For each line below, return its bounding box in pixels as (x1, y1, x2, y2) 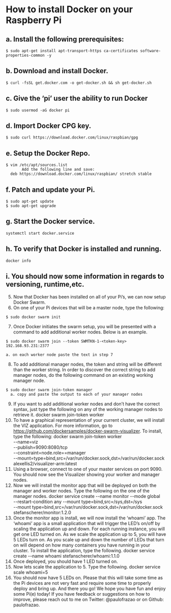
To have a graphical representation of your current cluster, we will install (13, 417, 165, 423)
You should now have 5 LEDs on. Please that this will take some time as (13, 574, 163, 581)
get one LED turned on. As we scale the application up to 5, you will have (13, 531, 166, 537)
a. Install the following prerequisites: (6, 35, 124, 43)
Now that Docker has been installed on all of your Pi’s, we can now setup (13, 293, 166, 300)
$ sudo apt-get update (6, 199, 54, 204)
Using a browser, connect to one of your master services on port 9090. (13, 466, 163, 472)
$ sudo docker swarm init (6, 314, 61, 320)
